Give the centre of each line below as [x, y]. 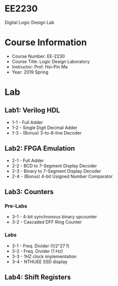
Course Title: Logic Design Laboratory [51, 61]
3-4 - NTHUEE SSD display [40, 262]
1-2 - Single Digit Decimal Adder [45, 128]
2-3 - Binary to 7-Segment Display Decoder [56, 171]
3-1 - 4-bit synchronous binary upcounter [54, 217]
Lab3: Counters [29, 192]
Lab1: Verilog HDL [32, 110]
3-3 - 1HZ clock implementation [44, 256]
